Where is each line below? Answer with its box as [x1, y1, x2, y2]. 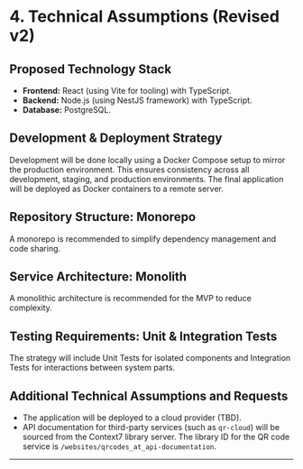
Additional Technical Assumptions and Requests [9, 388, 289, 403]
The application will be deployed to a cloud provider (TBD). [22, 412, 242, 423]
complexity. [9, 302, 52, 313]
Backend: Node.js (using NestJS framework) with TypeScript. [22, 95, 252, 106]
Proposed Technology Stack [9, 61, 172, 77]
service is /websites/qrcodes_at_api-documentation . [22, 441, 217, 452]
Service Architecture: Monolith [9, 269, 188, 285]
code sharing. [9, 243, 61, 253]
